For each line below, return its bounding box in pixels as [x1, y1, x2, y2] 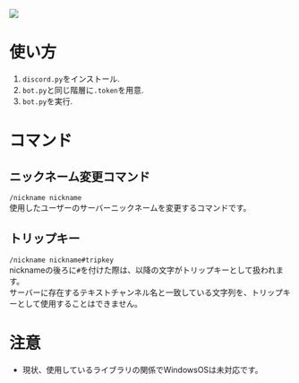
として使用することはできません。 [16, 298, 143, 309]
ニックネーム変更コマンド [9, 169, 150, 184]
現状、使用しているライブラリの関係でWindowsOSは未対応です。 [21, 364, 263, 375]
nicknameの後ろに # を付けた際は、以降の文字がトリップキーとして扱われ [9, 265, 276, 275]
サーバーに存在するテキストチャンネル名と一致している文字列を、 [9, 287, 252, 298]
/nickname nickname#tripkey [9, 256, 115, 265]
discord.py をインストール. [21, 73, 121, 84]
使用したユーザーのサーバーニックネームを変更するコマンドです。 [9, 202, 252, 213]
